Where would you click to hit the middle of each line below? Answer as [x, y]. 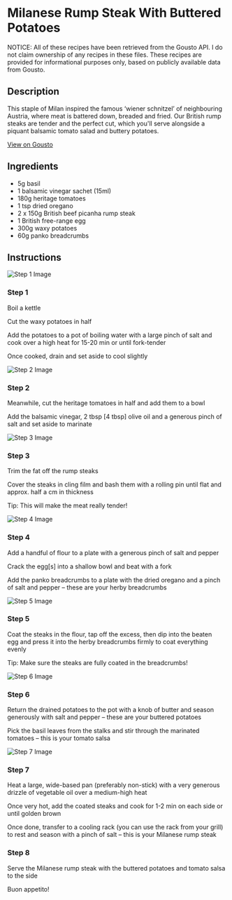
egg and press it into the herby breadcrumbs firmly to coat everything [108, 641]
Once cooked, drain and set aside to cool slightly [78, 356]
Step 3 [19, 456]
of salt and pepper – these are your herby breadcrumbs [87, 587]
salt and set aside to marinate [50, 424]
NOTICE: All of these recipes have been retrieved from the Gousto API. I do [115, 47]
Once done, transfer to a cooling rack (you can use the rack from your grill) [115, 827]
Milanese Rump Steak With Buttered [114, 13]
